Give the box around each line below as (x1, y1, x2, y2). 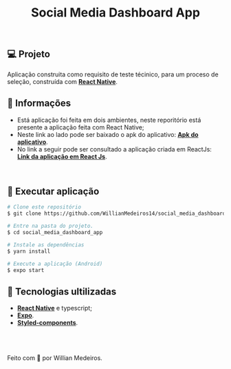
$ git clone (7, 210, 41, 218)
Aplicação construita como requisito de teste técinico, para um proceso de (7, 70, 219, 78)
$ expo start (7, 266, 45, 273)
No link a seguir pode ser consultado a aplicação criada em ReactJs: (16, 145, 212, 153)
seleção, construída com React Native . (7, 77, 118, 85)
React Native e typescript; (16, 304, 93, 313)
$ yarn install (7, 248, 51, 255)
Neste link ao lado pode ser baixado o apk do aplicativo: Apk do (16, 130, 199, 138)
